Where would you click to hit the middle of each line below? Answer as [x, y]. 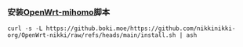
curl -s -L [25, 29]
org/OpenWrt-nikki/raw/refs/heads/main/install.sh [92, 35]
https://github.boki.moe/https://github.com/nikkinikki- [141, 29]
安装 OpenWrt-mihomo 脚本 [59, 12]
